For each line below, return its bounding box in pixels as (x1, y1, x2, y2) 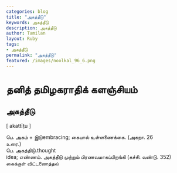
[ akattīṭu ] (6, 122, 31, 129)
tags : (6, 42, 19, 48)
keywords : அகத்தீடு (6, 19, 49, 25)
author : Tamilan (6, 30, 46, 36)
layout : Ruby (6, 36, 38, 42)
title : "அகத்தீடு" (6, 14, 47, 20)
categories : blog (6, 8, 49, 15)
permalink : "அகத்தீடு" (6, 52, 57, 58)
